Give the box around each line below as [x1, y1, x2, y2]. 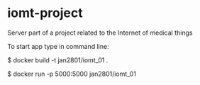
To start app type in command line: [7, 42, 109, 50]
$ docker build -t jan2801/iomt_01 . [7, 55, 109, 64]
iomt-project [7, 5, 83, 21]
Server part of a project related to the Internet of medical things [7, 28, 193, 37]
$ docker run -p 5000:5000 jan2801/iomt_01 [7, 69, 137, 78]
